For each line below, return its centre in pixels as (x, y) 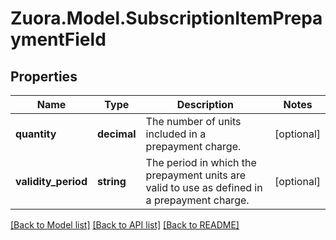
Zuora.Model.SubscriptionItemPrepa (166, 18)
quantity (36, 134)
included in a (176, 134)
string (112, 181)
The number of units (193, 121)
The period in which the (201, 162)
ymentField (58, 39)
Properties (44, 76)
